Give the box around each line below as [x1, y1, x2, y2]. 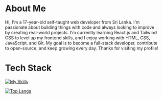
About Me [5, 3, 46, 14]
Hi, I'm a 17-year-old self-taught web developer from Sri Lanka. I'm [5, 19, 140, 25]
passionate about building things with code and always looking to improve [5, 24, 155, 30]
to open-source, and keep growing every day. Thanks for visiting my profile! [5, 45, 159, 51]
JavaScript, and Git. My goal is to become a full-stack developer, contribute [5, 40, 158, 46]
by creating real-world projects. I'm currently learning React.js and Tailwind [5, 29, 157, 35]
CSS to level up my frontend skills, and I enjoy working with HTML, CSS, [5, 35, 150, 41]
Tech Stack [5, 62, 52, 74]
